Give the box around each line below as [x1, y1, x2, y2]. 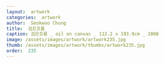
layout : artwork [6, 8, 50, 15]
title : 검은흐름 [6, 25, 45, 32]
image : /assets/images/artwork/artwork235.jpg [6, 37, 126, 43]
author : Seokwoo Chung [6, 20, 67, 26]
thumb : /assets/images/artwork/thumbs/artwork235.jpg [6, 43, 146, 49]
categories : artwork [6, 14, 61, 20]
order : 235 [6, 48, 36, 54]
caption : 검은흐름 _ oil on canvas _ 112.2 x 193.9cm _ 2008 [6, 31, 159, 37]
